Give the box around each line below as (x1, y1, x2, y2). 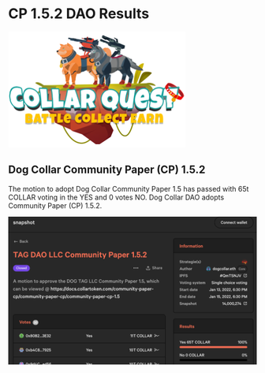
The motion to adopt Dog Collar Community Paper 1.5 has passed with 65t (8, 184, 249, 193)
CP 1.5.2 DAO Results (8, 5, 150, 23)
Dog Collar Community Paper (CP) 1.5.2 (8, 163, 206, 177)
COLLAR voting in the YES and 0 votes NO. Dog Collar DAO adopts (8, 192, 225, 202)
